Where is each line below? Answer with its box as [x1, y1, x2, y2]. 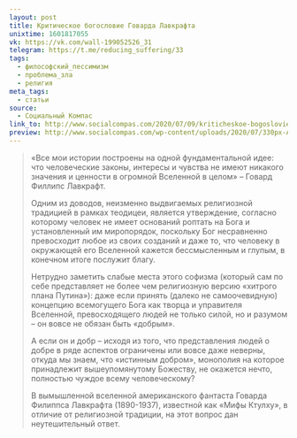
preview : [9, 128, 42, 137]
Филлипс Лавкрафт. [30, 181, 106, 191]
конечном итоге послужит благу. [30, 254, 156, 265]
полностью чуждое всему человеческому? [30, 373, 195, 383]
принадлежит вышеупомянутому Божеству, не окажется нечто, [30, 364, 272, 374]
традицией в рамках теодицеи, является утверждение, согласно [30, 207, 277, 218]
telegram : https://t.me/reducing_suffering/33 [9, 46, 184, 55]
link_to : [9, 120, 42, 129]
